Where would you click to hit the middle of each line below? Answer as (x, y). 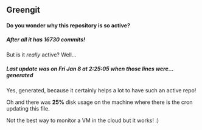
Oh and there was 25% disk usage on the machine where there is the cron (99, 102)
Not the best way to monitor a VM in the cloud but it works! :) (83, 120)
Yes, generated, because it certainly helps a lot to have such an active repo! (101, 90)
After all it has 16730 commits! (46, 39)
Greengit (23, 10)
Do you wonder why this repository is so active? (68, 25)
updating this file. (28, 108)
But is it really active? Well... (41, 55)
